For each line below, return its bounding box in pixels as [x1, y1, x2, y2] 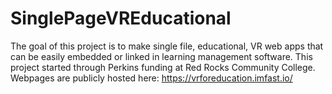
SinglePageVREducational [10, 7, 232, 30]
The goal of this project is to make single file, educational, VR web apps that [10, 40, 324, 52]
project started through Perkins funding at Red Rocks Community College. [10, 61, 316, 73]
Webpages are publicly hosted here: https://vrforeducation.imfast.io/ [10, 72, 293, 84]
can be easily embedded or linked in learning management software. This [10, 50, 313, 62]
